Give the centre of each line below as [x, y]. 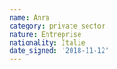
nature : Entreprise [46, 34]
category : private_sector [57, 26]
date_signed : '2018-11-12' [59, 51]
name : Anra [29, 17]
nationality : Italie [48, 43]
